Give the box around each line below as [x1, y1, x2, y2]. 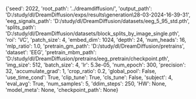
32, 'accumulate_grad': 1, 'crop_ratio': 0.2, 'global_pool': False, [5, 68, 157, 74]
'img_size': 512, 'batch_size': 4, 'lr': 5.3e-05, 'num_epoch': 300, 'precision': [5, 61, 186, 68]
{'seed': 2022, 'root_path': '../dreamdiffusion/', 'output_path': [5, 5, 153, 12]
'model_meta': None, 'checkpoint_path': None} [5, 87, 119, 93]
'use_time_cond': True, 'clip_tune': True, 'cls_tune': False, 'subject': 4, [5, 74, 173, 81]
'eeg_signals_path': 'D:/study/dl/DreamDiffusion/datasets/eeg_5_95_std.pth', [5, 18, 190, 24]
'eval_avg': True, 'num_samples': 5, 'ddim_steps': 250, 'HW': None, [5, 80, 167, 87]
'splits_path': [5, 24, 36, 31]
